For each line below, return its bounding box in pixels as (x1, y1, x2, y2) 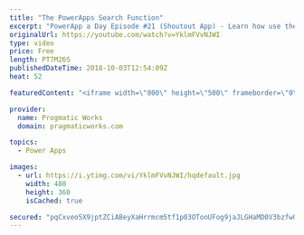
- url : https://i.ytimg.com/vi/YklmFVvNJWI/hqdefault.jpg (17, 171, 242, 180)
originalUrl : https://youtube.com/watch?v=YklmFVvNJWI (9, 30, 221, 39)
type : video (9, 38, 54, 48)
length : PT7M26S (9, 55, 71, 64)
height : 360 (25, 187, 71, 197)
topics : (9, 137, 39, 147)
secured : (9, 212, 43, 221)
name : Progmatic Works (17, 113, 103, 122)
